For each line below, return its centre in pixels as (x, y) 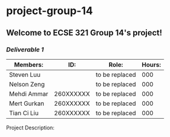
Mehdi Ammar (29, 94)
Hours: (151, 64)
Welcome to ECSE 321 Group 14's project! (84, 33)
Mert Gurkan (27, 103)
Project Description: (31, 128)
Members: (28, 64)
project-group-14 (49, 11)
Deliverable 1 (25, 50)
